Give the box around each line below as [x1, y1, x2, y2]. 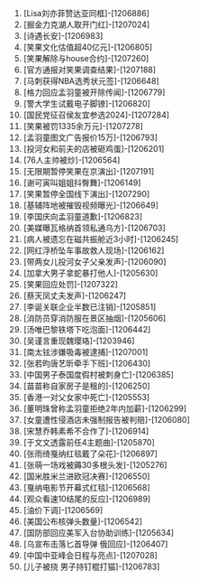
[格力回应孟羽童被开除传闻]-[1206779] [23, 87, 166, 98]
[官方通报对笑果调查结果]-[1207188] [23, 64, 157, 75]
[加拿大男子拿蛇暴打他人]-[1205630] [23, 267, 158, 278]
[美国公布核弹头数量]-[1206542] [23, 516, 143, 527]
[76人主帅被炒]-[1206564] [23, 154, 121, 165]
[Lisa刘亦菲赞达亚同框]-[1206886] [23, 8, 149, 18]
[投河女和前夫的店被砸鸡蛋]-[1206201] [23, 144, 165, 154]
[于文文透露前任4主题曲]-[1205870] [23, 437, 156, 447]
